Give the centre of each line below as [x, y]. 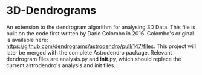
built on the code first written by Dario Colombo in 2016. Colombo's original [100, 33]
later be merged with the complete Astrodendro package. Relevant [89, 52]
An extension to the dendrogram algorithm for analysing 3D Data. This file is [101, 27]
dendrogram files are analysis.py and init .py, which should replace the [94, 59]
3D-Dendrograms [51, 10]
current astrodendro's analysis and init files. [61, 65]
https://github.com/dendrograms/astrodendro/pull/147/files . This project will [101, 46]
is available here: [27, 40]
